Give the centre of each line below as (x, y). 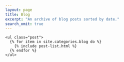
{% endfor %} (23, 50)
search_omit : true (24, 24)
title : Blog (17, 14)
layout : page (19, 10)
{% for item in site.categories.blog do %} (55, 42)
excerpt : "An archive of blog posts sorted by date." (62, 19)
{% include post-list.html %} (46, 46)
